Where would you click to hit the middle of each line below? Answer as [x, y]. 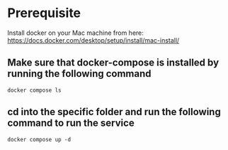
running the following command [79, 74]
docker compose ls [34, 90]
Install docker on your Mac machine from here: [75, 33]
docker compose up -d [39, 139]
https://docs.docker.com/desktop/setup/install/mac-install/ [93, 40]
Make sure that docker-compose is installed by [113, 63]
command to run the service [71, 123]
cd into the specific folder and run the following [114, 112]
